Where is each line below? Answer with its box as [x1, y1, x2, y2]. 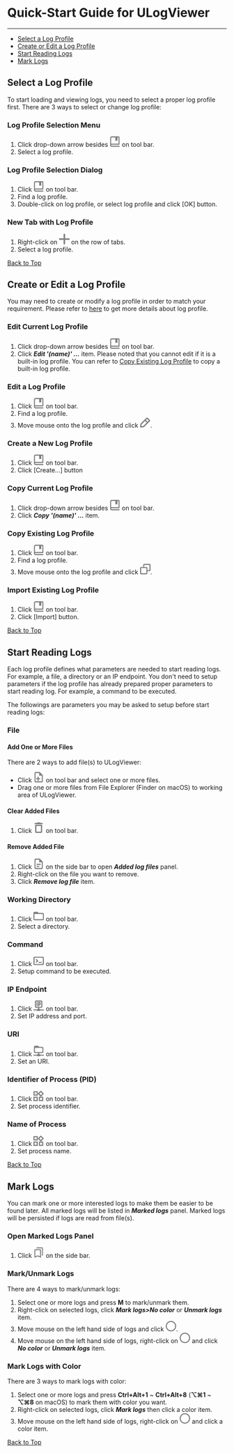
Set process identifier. [17, 1102, 81, 1110]
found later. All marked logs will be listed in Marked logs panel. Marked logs [7, 1206, 226, 1215]
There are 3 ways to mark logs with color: [7, 1377, 127, 1385]
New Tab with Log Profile [7, 217, 94, 227]
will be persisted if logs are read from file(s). [7, 1214, 134, 1222]
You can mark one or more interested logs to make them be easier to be [7, 1199, 214, 1208]
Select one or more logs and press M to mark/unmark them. [17, 1298, 189, 1307]
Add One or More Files [7, 743, 73, 751]
